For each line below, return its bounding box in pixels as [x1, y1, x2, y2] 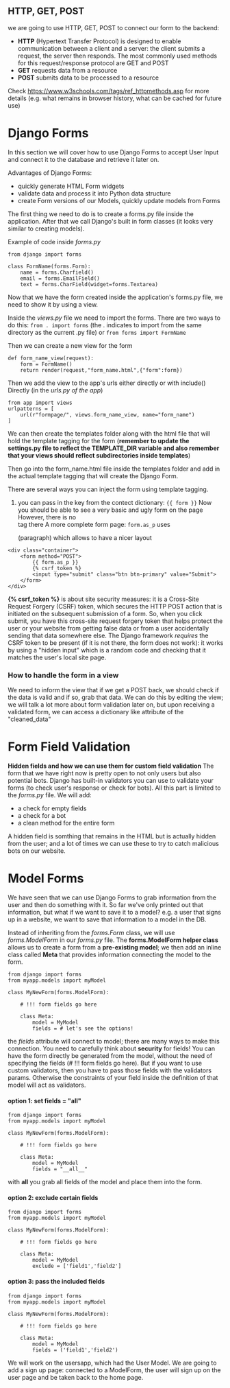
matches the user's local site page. [8, 653, 107, 661]
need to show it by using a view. [8, 300, 99, 308]
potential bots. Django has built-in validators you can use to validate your [8, 776, 214, 784]
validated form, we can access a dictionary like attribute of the [8, 708, 184, 716]
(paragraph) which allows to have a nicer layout [17, 533, 153, 541]
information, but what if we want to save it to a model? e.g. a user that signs [8, 908, 222, 916]
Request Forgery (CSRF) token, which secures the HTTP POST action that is [8, 602, 222, 610]
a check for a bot [17, 811, 66, 819]
